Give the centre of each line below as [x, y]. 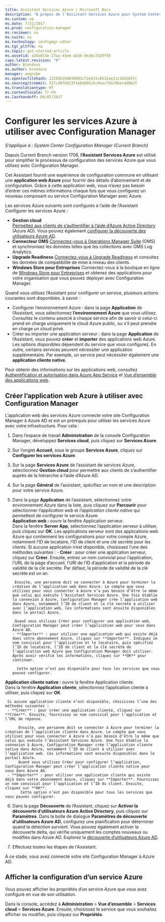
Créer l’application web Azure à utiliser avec [74, 396]
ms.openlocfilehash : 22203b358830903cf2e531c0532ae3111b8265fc [71, 78]
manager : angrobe [23, 74]
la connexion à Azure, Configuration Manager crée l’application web [85, 600]
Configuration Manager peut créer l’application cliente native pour [78, 767]
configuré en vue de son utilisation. [41, 894]
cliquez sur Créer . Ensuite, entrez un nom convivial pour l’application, [82, 557]
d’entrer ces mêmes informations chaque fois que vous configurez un [75, 191]
